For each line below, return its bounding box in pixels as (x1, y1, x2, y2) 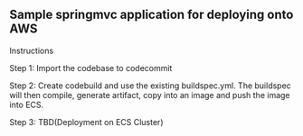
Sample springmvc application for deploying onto (9, 7, 294, 23)
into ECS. (9, 99, 44, 110)
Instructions (9, 45, 54, 56)
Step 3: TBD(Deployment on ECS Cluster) (9, 116, 164, 127)
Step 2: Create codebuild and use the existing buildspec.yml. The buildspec (9, 80, 291, 91)
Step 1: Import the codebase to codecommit (9, 62, 173, 73)
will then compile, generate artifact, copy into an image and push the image (9, 89, 291, 100)
